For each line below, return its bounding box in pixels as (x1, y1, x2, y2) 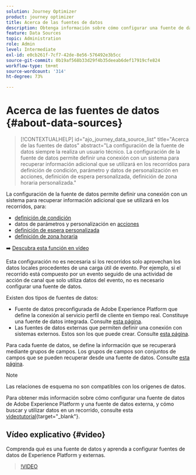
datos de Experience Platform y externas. (6, 451, 106, 459)
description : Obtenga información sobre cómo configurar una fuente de (6, 25, 184, 31)
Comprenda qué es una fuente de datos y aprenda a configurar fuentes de (6, 445, 185, 452)
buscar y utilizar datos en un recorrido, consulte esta (6, 407, 133, 414)
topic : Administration (6, 36, 61, 41)
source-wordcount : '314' (6, 68, 66, 74)
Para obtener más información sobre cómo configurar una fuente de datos (6, 394, 185, 401)
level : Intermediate (6, 47, 57, 53)
